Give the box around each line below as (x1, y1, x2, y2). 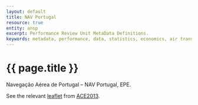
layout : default (6, 8, 46, 15)
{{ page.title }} (6, 61, 79, 75)
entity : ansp (6, 25, 38, 31)
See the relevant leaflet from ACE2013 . (6, 92, 100, 99)
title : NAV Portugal (6, 14, 57, 20)
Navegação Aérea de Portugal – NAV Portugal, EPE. (6, 81, 131, 88)
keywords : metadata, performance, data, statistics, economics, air (6, 36, 178, 42)
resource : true (6, 19, 44, 25)
